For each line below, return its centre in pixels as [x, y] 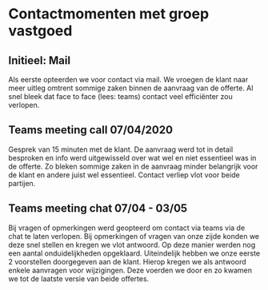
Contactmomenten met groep [109, 14]
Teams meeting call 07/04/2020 [91, 130]
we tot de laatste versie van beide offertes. [79, 278]
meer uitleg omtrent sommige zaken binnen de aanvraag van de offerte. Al [131, 88]
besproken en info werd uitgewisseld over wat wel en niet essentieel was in [132, 157]
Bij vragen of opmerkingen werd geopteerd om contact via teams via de [127, 228]
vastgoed [40, 31]
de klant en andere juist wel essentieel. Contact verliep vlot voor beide [124, 175]
